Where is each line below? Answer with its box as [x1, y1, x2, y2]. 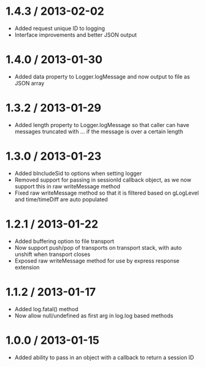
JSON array [14, 79, 45, 87]
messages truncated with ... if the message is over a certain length [14, 128, 184, 135]
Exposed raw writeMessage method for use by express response [14, 257, 180, 265]
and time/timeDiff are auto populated [14, 195, 108, 203]
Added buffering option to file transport [14, 238, 115, 245]
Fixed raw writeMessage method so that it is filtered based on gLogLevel [14, 189, 199, 196]
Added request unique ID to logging [14, 25, 106, 32]
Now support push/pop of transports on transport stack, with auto [14, 244, 182, 251]
